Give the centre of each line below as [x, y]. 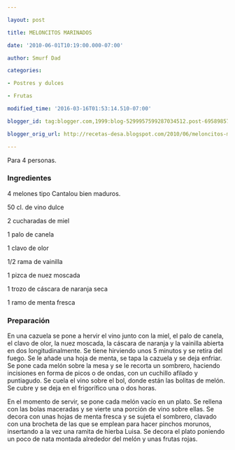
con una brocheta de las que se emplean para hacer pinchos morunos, [109, 424]
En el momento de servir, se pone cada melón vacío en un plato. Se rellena [115, 402]
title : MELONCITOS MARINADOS [50, 32]
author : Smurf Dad [34, 58]
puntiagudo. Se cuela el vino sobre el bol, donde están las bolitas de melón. [116, 380]
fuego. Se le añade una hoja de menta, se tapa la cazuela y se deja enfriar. [115, 358]
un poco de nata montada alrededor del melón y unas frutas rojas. [102, 439]
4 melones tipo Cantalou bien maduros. [64, 193]
